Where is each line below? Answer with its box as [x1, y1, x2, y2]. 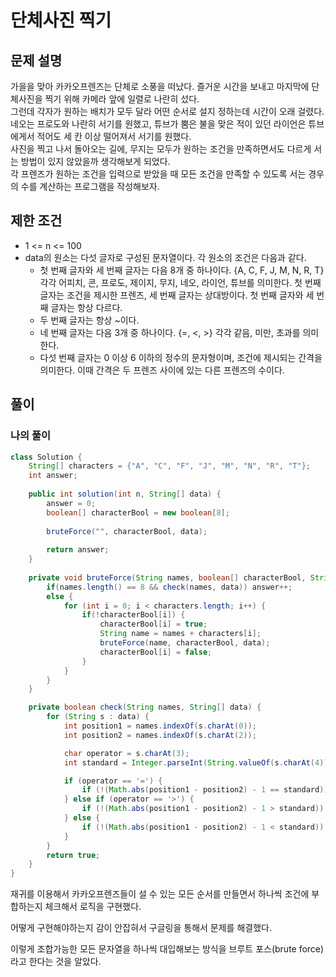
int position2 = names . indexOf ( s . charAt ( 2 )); [63, 730, 257, 740]
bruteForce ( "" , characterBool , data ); [46, 526, 208, 536]
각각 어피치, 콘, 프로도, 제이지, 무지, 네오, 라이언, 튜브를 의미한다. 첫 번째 [39, 276, 322, 288]
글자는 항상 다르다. [50, 301, 123, 313]
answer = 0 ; [46, 498, 97, 508]
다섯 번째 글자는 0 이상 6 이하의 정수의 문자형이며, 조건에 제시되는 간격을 [39, 351, 323, 363]
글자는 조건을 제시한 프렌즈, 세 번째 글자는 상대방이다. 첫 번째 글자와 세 [39, 289, 315, 301]
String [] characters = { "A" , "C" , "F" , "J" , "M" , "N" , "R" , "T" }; [28, 461, 311, 471]
